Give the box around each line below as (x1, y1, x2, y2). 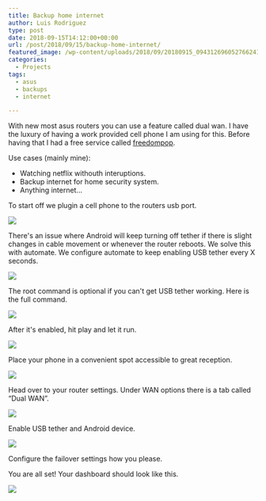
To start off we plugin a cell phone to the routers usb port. (8, 201, 197, 211)
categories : (8, 56, 47, 64)
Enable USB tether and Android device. (8, 424, 136, 434)
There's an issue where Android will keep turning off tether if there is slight (8, 231, 253, 241)
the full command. (8, 294, 67, 305)
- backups (15, 85, 47, 93)
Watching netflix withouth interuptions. (19, 169, 146, 178)
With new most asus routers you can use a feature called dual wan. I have (8, 121, 249, 131)
